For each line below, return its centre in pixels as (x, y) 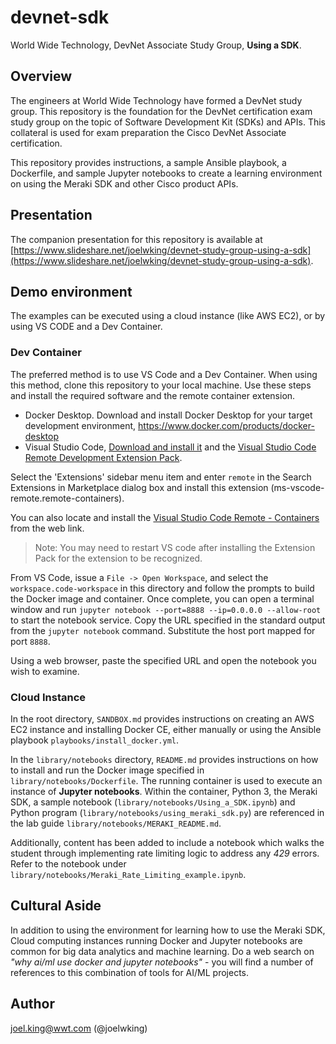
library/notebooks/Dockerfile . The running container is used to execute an (166, 780)
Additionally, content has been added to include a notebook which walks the (167, 842)
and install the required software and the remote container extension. (153, 395)
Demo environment (71, 291)
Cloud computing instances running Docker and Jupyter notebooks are (156, 940)
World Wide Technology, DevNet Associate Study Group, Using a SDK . (156, 45)
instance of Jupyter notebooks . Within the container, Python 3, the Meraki (164, 791)
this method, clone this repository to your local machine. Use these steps (161, 385)
